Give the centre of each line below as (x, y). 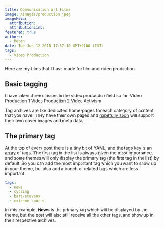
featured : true (20, 32)
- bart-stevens (25, 196)
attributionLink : (27, 28)
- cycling (19, 191)
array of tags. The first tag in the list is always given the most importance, (79, 153)
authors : (14, 37)
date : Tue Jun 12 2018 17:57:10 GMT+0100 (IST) (54, 46)
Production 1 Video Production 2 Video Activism (53, 101)
